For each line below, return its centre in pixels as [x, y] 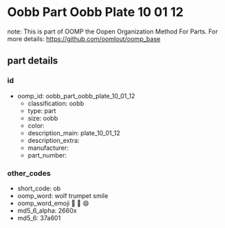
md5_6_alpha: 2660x [47, 211]
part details [33, 61]
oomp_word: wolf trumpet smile [63, 195]
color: [36, 126]
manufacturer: [48, 148]
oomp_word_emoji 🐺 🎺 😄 [53, 203]
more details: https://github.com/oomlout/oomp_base [84, 38]
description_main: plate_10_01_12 [74, 132]
